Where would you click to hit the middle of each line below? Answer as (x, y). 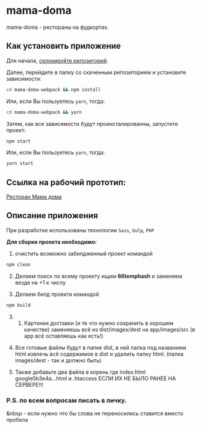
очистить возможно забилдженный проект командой (84, 253)
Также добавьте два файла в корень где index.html (80, 372)
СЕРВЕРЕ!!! (29, 384)
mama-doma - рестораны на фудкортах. (58, 27)
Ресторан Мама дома (34, 197)
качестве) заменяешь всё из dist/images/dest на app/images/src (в (110, 329)
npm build (19, 305)
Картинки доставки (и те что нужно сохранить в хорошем (98, 323)
